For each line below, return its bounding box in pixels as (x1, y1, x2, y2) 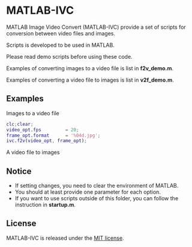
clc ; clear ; (6, 121, 34, 127)
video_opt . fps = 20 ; (6, 126, 79, 132)
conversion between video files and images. (6, 29, 116, 37)
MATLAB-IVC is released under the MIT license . (6, 234, 124, 242)
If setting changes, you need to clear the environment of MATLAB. (14, 182, 179, 189)
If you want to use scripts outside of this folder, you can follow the (14, 195, 179, 202)
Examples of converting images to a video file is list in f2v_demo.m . (6, 64, 174, 72)
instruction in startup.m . (14, 201, 76, 209)
